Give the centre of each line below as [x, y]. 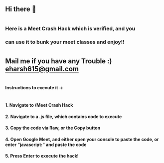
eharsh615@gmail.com [42, 69]
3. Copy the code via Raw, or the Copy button [53, 128]
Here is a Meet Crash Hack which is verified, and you [70, 28]
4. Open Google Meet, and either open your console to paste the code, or [82, 139]
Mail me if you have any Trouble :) [59, 61]
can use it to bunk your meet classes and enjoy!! [65, 42]
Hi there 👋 [21, 9]
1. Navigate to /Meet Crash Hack [39, 105]
